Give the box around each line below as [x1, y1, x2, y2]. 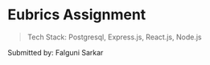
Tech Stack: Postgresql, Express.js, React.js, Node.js [27, 32, 202, 42]
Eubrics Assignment [7, 6, 146, 24]
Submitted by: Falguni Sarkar [7, 47, 104, 57]
